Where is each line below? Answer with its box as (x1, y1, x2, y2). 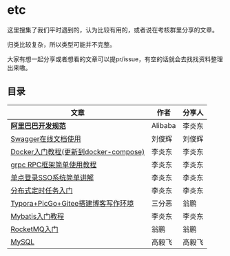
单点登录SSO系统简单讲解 (10, 173, 94, 182)
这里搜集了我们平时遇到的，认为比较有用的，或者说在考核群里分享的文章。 (7, 25, 218, 34)
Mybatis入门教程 (10, 211, 65, 221)
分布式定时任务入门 (10, 185, 74, 195)
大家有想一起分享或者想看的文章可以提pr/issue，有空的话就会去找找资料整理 (7, 54, 224, 63)
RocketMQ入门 (10, 224, 59, 234)
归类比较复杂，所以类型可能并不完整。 (7, 40, 116, 48)
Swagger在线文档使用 (10, 134, 81, 143)
